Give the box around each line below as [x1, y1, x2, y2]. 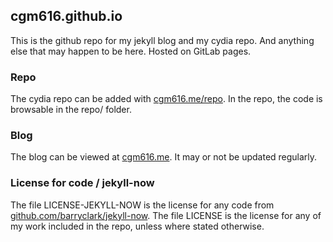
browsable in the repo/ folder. [10, 104, 132, 116]
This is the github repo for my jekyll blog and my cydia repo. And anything [10, 34, 315, 46]
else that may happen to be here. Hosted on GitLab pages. [10, 45, 252, 57]
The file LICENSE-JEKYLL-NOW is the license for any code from [10, 199, 275, 211]
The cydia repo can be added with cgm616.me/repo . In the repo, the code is [10, 93, 323, 105]
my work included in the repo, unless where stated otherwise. [10, 220, 265, 232]
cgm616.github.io [10, 8, 123, 25]
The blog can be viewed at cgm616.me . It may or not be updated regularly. [10, 151, 318, 163]
